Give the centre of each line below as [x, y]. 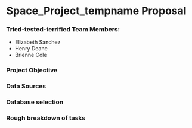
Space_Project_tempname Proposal [96, 11]
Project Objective [32, 71]
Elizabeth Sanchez [38, 42]
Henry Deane [31, 49]
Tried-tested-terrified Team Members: [63, 30]
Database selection [35, 102]
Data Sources [26, 86]
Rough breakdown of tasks [46, 118]
